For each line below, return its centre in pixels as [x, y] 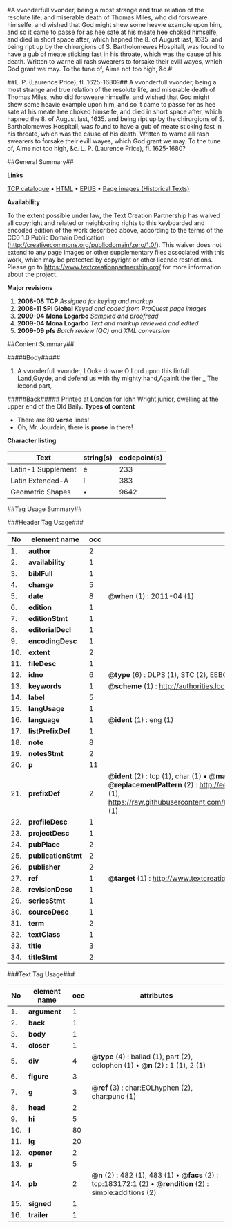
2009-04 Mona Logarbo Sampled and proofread [88, 316]
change [41, 585]
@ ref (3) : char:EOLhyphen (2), [142, 1088]
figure [39, 1076]
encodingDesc [53, 641]
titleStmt [43, 957]
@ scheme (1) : [133, 686]
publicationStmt [56, 856]
